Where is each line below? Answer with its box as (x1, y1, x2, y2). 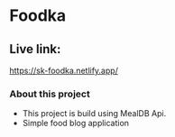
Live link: (9, 41, 61, 57)
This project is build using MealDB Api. (22, 108, 167, 119)
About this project (9, 87, 90, 100)
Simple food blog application (22, 118, 129, 129)
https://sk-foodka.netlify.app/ (9, 65, 119, 76)
